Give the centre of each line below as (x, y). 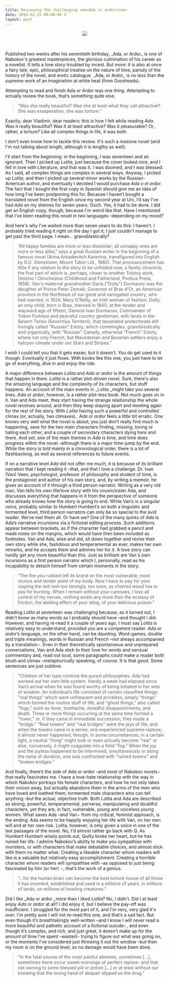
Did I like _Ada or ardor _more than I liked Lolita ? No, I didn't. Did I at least (81, 899)
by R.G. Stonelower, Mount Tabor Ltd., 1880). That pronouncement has (91, 262)
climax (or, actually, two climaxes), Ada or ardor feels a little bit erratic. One (84, 416)
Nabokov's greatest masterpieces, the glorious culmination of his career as (83, 59)
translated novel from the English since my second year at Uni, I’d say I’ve (82, 200)
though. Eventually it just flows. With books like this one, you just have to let (84, 358)
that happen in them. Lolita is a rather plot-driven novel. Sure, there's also (82, 379)
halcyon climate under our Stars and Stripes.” (65, 343)
